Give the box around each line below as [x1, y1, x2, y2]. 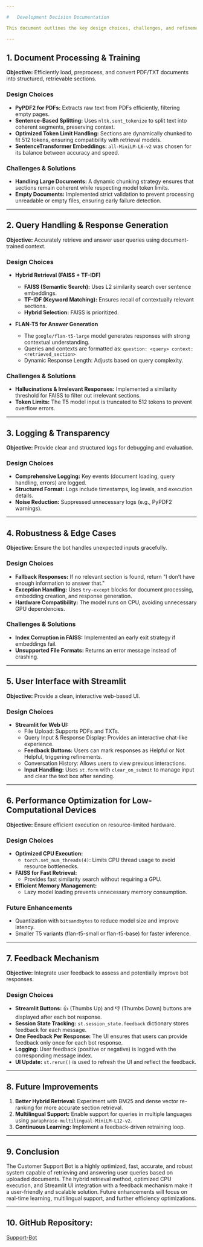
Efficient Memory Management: [14, 882, 97, 889]
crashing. [14, 653, 39, 660]
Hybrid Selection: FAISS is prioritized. [24, 309, 119, 316]
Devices [65, 805, 97, 816]
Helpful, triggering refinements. [24, 753, 103, 760]
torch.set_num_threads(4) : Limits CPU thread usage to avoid [24, 856, 175, 864]
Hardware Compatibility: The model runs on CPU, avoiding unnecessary [14, 599, 197, 606]
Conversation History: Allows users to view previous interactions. [24, 759, 186, 767]
